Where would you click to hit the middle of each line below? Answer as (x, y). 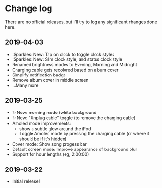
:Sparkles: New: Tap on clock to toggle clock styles (63, 54)
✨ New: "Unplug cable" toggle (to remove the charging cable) (74, 118)
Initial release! (26, 181)
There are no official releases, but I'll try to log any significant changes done (81, 22)
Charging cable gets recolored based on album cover (65, 70)
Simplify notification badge (39, 75)
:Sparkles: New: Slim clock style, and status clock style (67, 59)
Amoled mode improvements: (41, 123)
